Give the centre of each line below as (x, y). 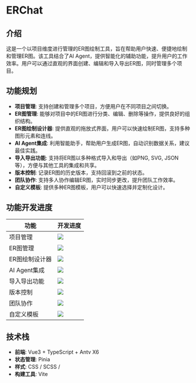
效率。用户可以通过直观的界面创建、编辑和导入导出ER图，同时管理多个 (92, 63)
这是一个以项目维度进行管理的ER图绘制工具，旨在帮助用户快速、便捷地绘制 (97, 49)
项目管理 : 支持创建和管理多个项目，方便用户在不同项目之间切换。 (93, 106)
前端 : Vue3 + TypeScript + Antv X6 (57, 352)
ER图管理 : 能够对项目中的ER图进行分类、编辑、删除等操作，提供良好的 (99, 114)
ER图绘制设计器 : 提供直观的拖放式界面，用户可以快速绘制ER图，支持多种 (102, 128)
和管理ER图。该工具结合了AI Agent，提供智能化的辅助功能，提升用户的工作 (97, 56)
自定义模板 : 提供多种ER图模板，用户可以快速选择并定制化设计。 (91, 187)
